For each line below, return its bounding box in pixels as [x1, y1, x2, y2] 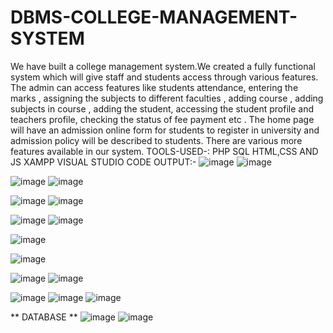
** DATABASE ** [10, 311, 78, 323]
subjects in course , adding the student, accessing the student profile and [10, 102, 315, 115]
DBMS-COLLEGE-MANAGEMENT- [10, 6, 298, 29]
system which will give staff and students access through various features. [10, 71, 319, 83]
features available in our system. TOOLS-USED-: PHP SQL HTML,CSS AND [10, 145, 319, 157]
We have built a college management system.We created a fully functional [10, 60, 316, 72]
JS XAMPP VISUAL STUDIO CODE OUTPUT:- [10, 156, 197, 168]
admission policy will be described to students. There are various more [10, 134, 303, 146]
